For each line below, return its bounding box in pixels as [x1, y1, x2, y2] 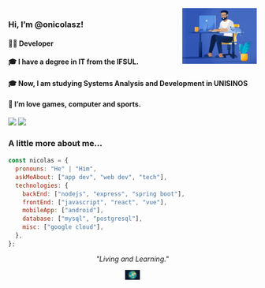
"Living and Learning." [95, 254, 170, 264]
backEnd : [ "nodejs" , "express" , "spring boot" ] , [22, 189, 185, 198]
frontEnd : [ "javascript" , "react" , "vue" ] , [22, 198, 168, 206]
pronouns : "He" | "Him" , [15, 165, 97, 173]
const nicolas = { [8, 157, 69, 165]
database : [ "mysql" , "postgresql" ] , [22, 215, 144, 223]
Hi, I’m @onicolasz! [8, 19, 84, 30]
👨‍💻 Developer [8, 39, 54, 48]
